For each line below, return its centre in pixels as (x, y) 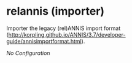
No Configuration (28, 53)
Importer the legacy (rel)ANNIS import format (64, 28)
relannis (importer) (56, 11)
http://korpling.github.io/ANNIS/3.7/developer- (67, 34)
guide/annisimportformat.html (44, 41)
